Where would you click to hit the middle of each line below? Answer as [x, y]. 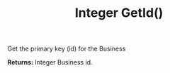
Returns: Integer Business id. [50, 62]
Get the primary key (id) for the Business [67, 49]
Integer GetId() [119, 13]
